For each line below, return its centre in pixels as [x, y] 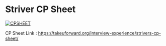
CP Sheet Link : [21, 33]
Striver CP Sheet [40, 9]
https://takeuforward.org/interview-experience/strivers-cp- [99, 33]
